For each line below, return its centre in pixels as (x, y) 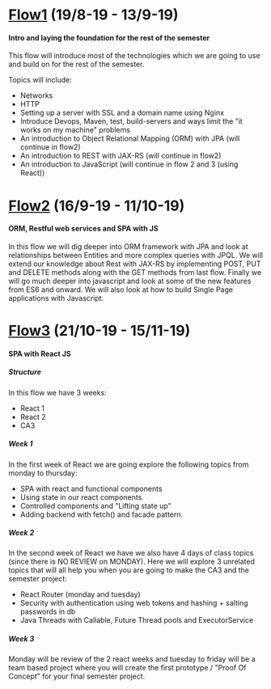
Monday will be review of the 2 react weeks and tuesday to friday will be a (132, 659)
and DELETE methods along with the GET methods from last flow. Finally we (135, 272)
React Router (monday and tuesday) (80, 594)
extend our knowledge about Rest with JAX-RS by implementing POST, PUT (135, 264)
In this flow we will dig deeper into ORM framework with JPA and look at (128, 246)
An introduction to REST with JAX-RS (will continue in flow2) (121, 156)
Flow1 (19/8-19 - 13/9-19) (94, 15)
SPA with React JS (40, 353)
